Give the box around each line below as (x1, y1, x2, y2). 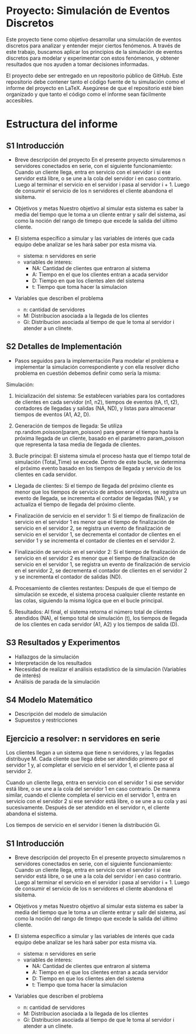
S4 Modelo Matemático (6, 695, 93, 705)
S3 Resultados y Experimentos (6, 637, 121, 647)
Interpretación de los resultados (14, 659, 92, 666)
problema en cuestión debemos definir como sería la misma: (14, 370, 161, 377)
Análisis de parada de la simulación (14, 678, 100, 685)
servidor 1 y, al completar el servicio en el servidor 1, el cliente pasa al (6, 761, 174, 768)
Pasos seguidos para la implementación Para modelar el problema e (14, 357, 179, 364)
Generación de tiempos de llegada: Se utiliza (14, 422, 123, 429)
